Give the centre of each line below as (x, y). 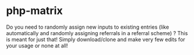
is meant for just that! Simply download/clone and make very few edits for (96, 39)
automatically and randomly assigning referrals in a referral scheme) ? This (97, 33)
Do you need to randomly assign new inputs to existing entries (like (88, 27)
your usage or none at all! (37, 46)
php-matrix (34, 11)
